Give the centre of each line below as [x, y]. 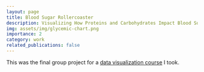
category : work [25, 40]
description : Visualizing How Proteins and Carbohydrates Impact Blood [99, 23]
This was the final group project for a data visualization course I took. [93, 62]
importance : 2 [24, 34]
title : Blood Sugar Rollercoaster [50, 17]
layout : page [23, 12]
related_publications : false [43, 46]
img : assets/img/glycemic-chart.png [53, 28]
